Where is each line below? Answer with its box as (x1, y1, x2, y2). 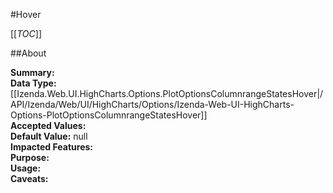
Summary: (10, 67, 55, 78)
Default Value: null (10, 130, 88, 142)
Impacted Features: (10, 141, 93, 153)
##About (10, 47, 47, 59)
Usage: (10, 162, 42, 174)
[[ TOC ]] (10, 28, 42, 39)
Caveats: (10, 173, 49, 184)
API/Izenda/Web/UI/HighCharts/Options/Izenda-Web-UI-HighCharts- (10, 99, 295, 110)
